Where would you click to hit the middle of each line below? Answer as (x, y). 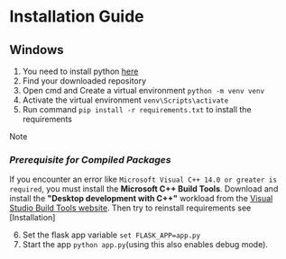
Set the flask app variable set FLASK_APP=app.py (111, 235)
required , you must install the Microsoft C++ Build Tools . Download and (144, 189)
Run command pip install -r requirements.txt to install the (137, 109)
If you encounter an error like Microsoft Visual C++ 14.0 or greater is (143, 179)
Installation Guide (77, 17)
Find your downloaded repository (84, 81)
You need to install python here (80, 71)
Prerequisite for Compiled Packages (90, 159)
